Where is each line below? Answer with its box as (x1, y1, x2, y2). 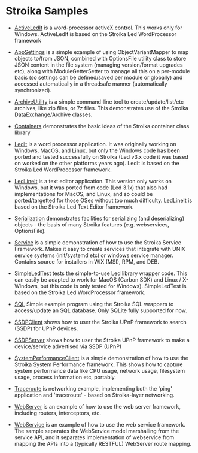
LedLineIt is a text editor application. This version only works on (14, 177, 172, 185)
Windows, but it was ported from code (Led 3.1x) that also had (14, 184, 168, 191)
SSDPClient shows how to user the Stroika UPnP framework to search (14, 318, 187, 325)
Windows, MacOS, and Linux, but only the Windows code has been (14, 147, 180, 154)
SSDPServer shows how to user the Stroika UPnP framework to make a (14, 336, 190, 343)
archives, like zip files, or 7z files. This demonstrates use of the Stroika (14, 104, 189, 111)
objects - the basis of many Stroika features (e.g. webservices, (14, 221, 170, 228)
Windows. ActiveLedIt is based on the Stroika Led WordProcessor (14, 30, 177, 37)
